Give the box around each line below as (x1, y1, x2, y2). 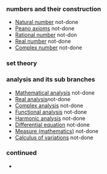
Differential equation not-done (14, 121, 90, 128)
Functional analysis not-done (14, 108, 87, 116)
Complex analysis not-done (14, 102, 84, 109)
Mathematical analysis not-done (14, 89, 95, 96)
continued (6, 149, 37, 157)
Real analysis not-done (14, 95, 71, 102)
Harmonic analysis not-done (14, 114, 86, 122)
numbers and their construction (6, 5, 101, 13)
